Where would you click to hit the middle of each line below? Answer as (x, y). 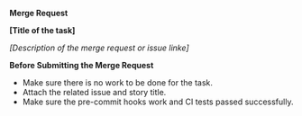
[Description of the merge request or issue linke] (99, 48)
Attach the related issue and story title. (94, 92)
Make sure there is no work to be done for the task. (118, 83)
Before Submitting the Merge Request (82, 65)
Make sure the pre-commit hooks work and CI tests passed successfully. (158, 102)
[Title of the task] (42, 30)
